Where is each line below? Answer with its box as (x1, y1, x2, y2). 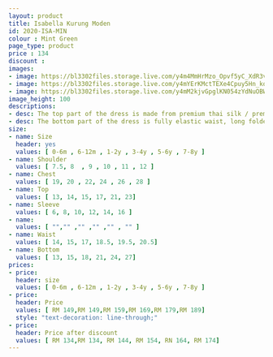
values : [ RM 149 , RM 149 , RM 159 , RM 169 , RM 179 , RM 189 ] (15, 306, 206, 314)
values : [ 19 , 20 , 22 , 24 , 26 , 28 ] (15, 178, 151, 187)
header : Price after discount (15, 329, 118, 337)
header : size (15, 276, 60, 284)
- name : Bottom (8, 246, 60, 254)
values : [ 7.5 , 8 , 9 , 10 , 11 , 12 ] (15, 163, 154, 171)
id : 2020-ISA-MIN (8, 27, 67, 35)
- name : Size (8, 132, 53, 140)
